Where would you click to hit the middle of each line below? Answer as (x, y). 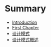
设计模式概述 (25, 40)
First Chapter (25, 27)
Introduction (24, 22)
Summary (25, 9)
